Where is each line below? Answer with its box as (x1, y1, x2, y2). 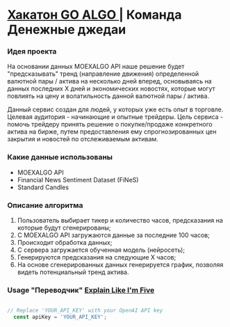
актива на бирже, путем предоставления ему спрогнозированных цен (7, 127, 217, 136)
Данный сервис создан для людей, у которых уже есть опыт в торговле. (7, 105, 224, 114)
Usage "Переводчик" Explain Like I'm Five (7, 285, 155, 295)
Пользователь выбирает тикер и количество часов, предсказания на (17, 216, 224, 225)
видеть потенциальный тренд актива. (17, 268, 129, 276)
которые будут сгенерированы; (17, 223, 111, 232)
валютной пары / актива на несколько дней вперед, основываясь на (7, 77, 212, 86)
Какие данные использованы (7, 152, 113, 162)
